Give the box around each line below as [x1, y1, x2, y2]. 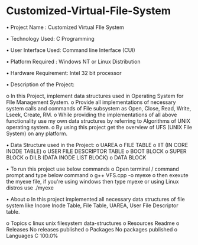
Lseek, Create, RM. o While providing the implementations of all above [6, 111, 177, 118]
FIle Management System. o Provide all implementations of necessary [6, 99, 176, 106]
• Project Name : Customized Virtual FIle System [6, 24, 124, 31]
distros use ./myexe [6, 184, 54, 191]
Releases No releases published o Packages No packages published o [6, 226, 178, 233]
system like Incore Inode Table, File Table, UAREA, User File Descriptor [6, 202, 178, 209]
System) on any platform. [6, 130, 68, 137]
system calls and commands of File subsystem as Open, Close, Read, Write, [6, 104, 191, 112]
